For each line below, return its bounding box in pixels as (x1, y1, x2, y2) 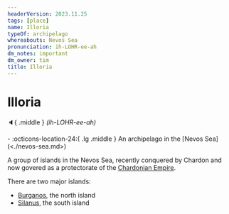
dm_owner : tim (7, 57, 50, 64)
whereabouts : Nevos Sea (7, 37, 78, 44)
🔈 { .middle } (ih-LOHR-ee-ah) (7, 118, 97, 127)
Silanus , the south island (17, 198, 90, 207)
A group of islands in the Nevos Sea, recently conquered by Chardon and (7, 156, 222, 164)
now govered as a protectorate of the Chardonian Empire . (7, 163, 176, 171)
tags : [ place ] (7, 17, 50, 24)
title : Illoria (7, 63, 53, 70)
